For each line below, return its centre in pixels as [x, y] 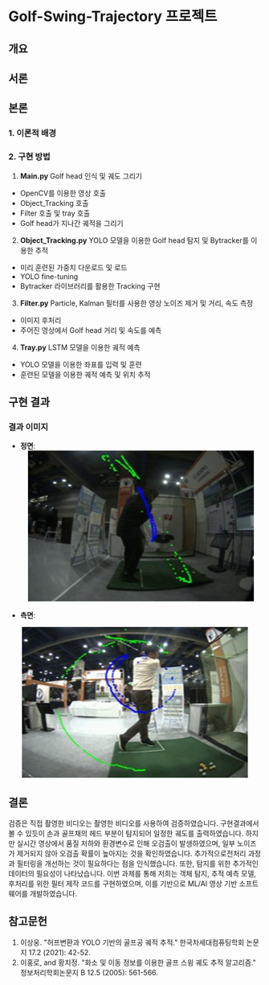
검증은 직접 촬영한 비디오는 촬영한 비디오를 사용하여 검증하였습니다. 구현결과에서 [134, 823]
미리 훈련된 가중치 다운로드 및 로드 [73, 267]
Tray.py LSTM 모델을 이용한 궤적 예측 [80, 347]
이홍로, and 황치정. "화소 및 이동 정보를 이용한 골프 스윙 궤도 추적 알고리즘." [138, 962]
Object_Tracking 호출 [54, 203]
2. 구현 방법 [29, 157]
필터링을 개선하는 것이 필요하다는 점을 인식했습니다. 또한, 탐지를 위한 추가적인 [138, 864]
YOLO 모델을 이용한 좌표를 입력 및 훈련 [81, 364]
